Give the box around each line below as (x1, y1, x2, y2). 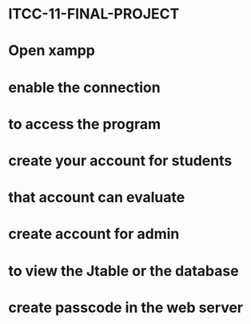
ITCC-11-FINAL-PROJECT (8, 5, 180, 23)
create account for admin (8, 225, 180, 243)
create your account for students (8, 152, 233, 169)
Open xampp (8, 42, 96, 60)
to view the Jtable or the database (8, 261, 239, 280)
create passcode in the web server (8, 298, 244, 317)
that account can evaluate (8, 188, 185, 207)
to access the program (8, 115, 161, 133)
